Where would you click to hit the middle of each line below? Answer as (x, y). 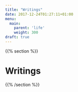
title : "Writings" (24, 10)
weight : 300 (26, 32)
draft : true (17, 37)
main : (15, 23)
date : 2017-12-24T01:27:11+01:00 (39, 14)
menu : (11, 19)
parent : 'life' (29, 28)
